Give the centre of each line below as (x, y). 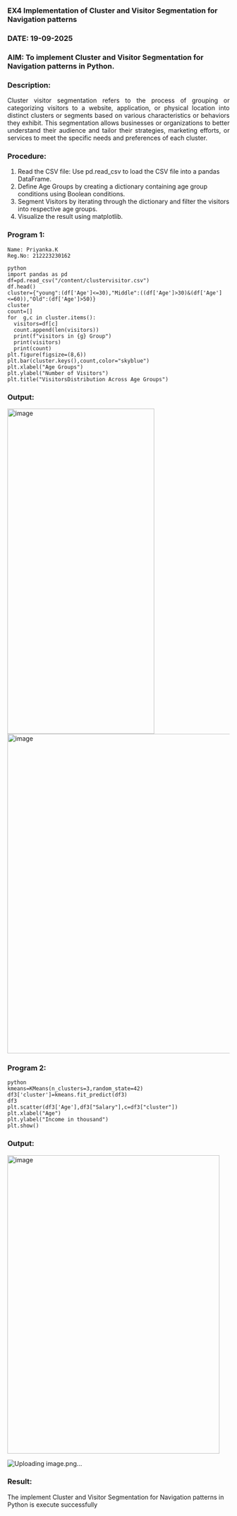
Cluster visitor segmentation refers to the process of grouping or (119, 100)
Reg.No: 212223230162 (39, 256)
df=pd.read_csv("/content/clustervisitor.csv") (79, 280)
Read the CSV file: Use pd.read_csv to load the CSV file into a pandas (119, 172)
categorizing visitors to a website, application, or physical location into (119, 108)
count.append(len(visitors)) (56, 330)
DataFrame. (34, 179)
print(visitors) (37, 342)
